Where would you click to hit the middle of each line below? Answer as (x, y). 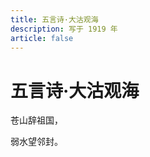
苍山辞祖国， (36, 120)
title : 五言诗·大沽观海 (54, 19)
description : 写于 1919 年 (64, 29)
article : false (42, 38)
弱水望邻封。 (36, 142)
